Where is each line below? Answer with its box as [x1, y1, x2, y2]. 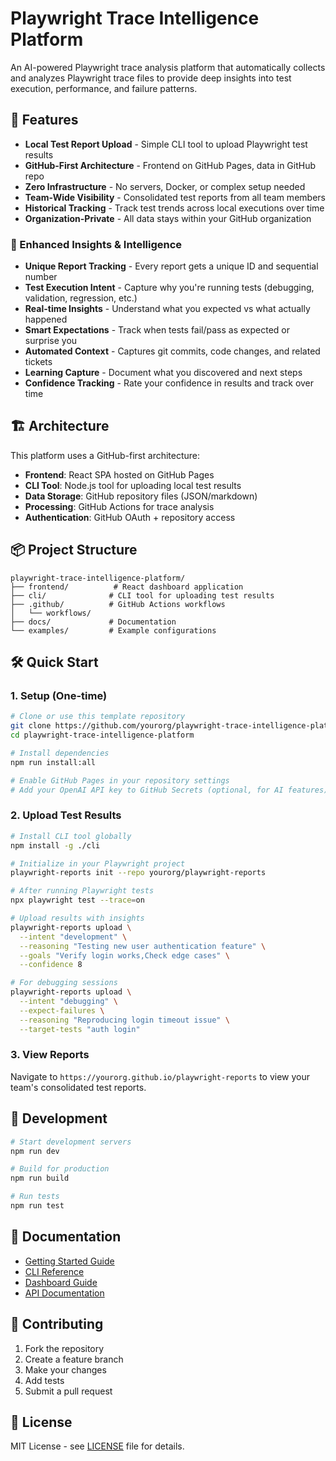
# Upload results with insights [10, 913, 145, 924]
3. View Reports [10, 1048, 90, 1062]
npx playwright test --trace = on [10, 895, 145, 906]
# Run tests [10, 1192, 60, 1202]
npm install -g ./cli [10, 840, 101, 851]
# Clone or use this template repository [10, 712, 186, 722]
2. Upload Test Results [10, 808, 122, 822]
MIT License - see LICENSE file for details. [10, 1440, 185, 1452]
